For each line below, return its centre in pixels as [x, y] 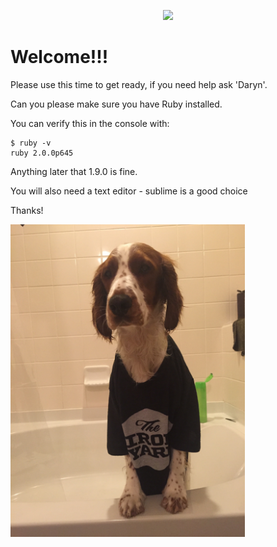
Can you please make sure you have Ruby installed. [116, 104]
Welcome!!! [59, 57]
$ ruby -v [31, 143]
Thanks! [27, 210]
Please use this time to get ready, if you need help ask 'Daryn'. [139, 84]
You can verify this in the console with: [90, 123]
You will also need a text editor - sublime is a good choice [129, 191]
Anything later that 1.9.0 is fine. [74, 171]
